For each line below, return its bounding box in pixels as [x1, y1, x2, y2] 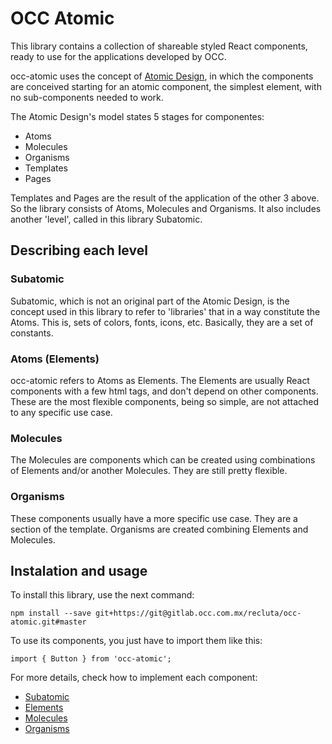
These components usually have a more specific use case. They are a [10, 512, 298, 524]
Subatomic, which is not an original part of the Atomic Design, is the [10, 295, 290, 307]
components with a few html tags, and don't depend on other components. [10, 385, 319, 397]
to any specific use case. [10, 406, 113, 418]
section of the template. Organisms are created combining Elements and [10, 523, 309, 535]
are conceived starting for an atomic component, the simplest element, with [10, 80, 322, 92]
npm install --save [10, 608, 92, 619]
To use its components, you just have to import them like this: [10, 635, 263, 647]
